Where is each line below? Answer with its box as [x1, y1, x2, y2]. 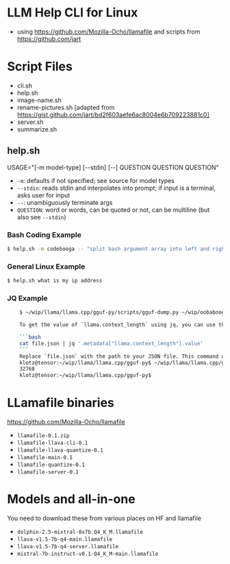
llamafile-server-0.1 [16, 469, 79, 476]
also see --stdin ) [16, 212, 66, 221]
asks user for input [16, 191, 71, 199]
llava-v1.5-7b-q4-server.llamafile [16, 543, 119, 550]
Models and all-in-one [7, 491, 136, 507]
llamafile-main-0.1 [16, 454, 73, 461]
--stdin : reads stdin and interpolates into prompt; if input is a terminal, [16, 184, 216, 192]
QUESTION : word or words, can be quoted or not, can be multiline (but [16, 206, 210, 214]
